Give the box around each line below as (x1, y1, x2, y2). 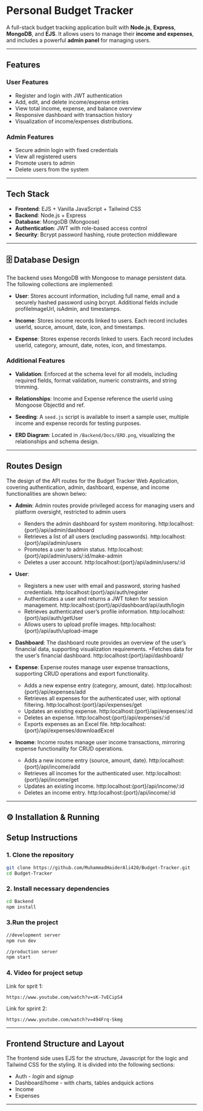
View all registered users (14, 153, 77, 160)
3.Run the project (6, 918, 59, 927)
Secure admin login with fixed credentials (14, 146, 118, 153)
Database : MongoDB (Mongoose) (14, 218, 100, 225)
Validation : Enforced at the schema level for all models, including (14, 370, 178, 378)
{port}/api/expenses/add (24, 688, 86, 695)
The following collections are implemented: (6, 280, 114, 288)
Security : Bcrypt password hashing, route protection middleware (14, 231, 177, 238)
